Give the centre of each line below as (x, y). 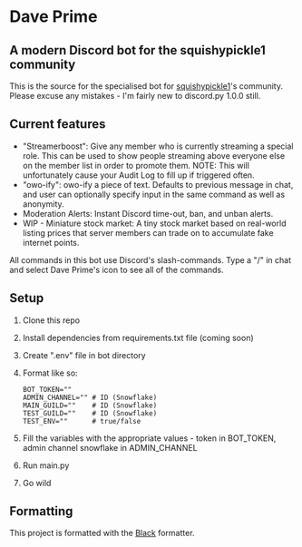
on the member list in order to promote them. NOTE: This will (136, 165)
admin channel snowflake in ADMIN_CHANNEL (110, 447)
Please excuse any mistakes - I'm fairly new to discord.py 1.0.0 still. (135, 96)
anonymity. (44, 204)
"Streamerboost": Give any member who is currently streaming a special (158, 146)
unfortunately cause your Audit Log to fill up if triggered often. (139, 175)
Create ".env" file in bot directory (84, 355)
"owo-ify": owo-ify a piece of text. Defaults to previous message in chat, (158, 184)
